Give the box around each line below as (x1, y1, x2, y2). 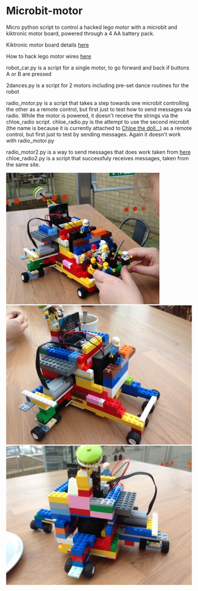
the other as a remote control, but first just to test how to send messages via (6, 105, 192, 113)
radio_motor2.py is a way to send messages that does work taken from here (6, 148, 191, 156)
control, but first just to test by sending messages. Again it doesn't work (6, 131, 181, 138)
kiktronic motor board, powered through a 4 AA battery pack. (6, 29, 155, 37)
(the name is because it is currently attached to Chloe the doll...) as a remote (6, 124, 192, 131)
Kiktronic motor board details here (6, 41, 90, 48)
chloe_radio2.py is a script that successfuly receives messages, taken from (6, 154, 189, 161)
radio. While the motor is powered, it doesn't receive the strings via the (6, 112, 179, 119)
